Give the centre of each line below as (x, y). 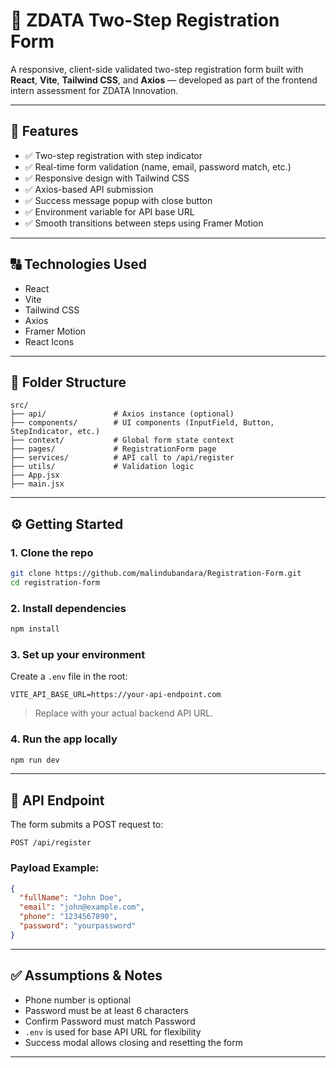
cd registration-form (55, 582)
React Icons (49, 341)
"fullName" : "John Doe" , (71, 898)
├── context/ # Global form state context (122, 440)
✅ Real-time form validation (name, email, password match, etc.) (158, 166)
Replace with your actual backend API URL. (124, 713)
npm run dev (35, 760)
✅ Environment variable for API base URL (109, 211)
